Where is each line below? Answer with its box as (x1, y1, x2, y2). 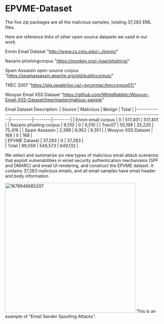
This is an (136, 308, 156, 314)
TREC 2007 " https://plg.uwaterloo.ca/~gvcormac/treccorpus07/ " (5, 82, 137, 88)
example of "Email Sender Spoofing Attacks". (5, 313, 96, 319)
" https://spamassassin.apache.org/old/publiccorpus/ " (5, 72, 114, 78)
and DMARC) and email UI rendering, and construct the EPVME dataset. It (5, 162, 154, 168)
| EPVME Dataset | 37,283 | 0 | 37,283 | (5, 138, 84, 143)
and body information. (5, 173, 50, 179)
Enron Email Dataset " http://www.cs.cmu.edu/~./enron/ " (5, 48, 118, 54)
